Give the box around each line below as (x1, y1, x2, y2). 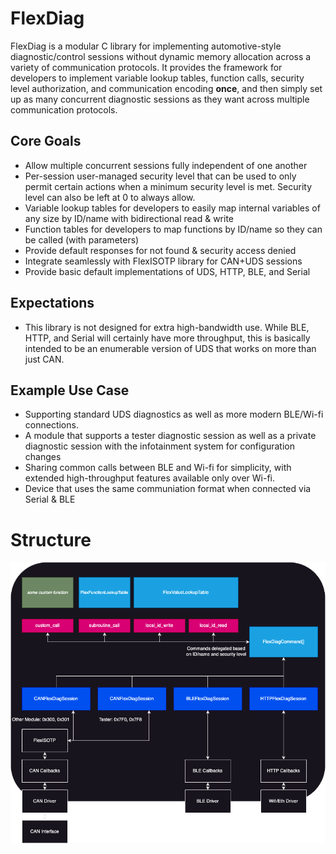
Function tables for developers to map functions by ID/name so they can (24, 223, 323, 235)
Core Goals (10, 133, 82, 150)
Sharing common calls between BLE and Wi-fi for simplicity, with (24, 462, 292, 474)
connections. (24, 419, 79, 431)
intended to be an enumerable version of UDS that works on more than (24, 342, 317, 354)
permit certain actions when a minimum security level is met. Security (24, 180, 313, 192)
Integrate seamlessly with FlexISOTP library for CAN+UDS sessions (24, 255, 303, 267)
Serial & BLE (24, 493, 76, 506)
